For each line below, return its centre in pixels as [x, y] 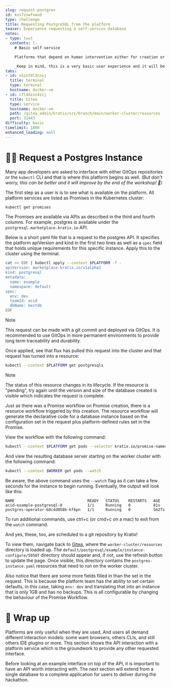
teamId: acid [24, 301]
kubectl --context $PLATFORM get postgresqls [54, 365]
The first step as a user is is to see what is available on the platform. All [80, 192]
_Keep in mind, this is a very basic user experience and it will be [90, 66]
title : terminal [27, 80]
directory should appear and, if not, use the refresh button [102, 555]
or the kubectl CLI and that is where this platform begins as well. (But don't [84, 177]
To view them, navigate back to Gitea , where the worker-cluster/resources [84, 544]
